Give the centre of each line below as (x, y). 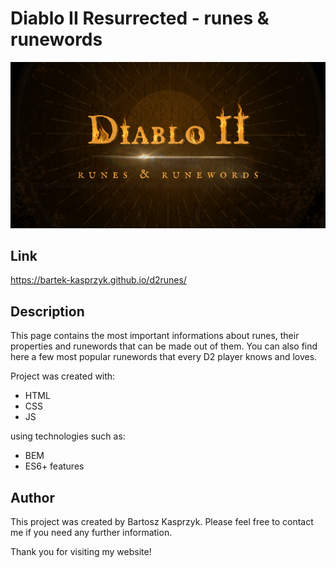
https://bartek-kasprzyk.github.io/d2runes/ (98, 280)
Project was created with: (63, 376)
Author (32, 497)
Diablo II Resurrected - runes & (140, 18)
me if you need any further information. (91, 533)
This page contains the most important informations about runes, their (155, 336)
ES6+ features (54, 466)
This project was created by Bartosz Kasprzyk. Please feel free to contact (162, 522)
